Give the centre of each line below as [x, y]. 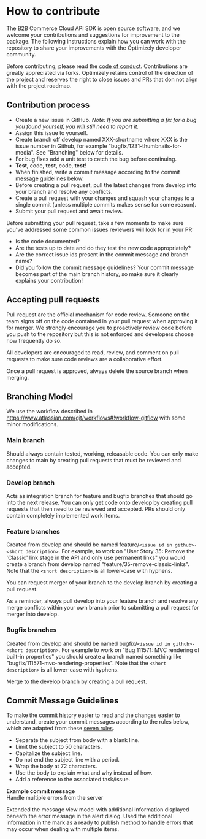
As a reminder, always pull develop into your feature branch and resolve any [102, 601]
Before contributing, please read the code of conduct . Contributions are [97, 66]
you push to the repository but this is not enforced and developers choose [100, 334]
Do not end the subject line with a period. [67, 760]
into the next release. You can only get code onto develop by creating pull [100, 502]
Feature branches [33, 531]
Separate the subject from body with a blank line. [77, 740]
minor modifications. [32, 424]
